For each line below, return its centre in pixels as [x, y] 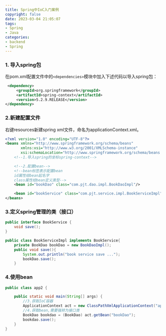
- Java [12, 33]
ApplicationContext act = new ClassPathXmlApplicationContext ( [89, 306]
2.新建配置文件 [23, 118]
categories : [17, 38]
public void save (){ [35, 250]
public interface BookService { [38, 222]
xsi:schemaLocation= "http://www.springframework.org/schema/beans [90, 153]
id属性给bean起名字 [32, 175]
